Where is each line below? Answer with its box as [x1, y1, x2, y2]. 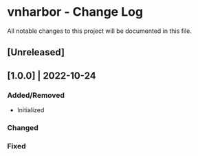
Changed [7, 122, 39, 132]
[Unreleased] [7, 47, 65, 58]
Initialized [16, 106, 45, 114]
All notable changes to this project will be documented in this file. [7, 27, 192, 35]
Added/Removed [7, 90, 65, 100]
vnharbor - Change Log [7, 4, 143, 20]
